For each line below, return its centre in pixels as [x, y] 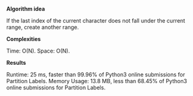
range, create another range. [43, 27]
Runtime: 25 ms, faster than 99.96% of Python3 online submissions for [96, 75]
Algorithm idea [26, 9]
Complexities [24, 39]
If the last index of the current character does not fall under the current [96, 20]
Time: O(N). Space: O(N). [38, 51]
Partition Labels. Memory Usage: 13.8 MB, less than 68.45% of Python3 [97, 81]
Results [16, 63]
